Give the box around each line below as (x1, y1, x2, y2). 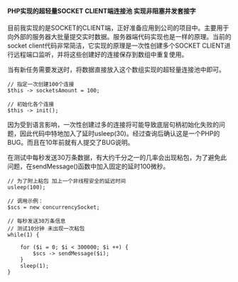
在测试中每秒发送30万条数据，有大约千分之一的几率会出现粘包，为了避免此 (7, 153, 227, 162)
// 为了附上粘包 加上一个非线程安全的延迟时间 (7, 178, 126, 185)
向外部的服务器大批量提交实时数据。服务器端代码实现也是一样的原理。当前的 (7, 33, 232, 41)
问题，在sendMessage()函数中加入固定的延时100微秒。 (7, 162, 170, 170)
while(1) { (7, 232, 40, 239)
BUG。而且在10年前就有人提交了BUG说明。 (7, 139, 134, 147)
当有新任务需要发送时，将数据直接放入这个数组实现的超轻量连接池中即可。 (7, 65, 225, 74)
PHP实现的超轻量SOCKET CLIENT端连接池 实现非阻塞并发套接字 (7, 6, 197, 15)
